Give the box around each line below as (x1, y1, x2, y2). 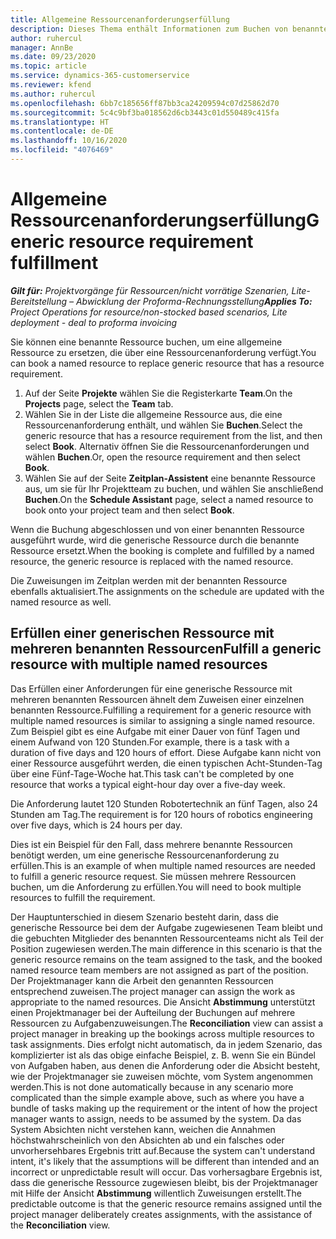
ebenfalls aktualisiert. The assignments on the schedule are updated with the (10, 585, 325, 597)
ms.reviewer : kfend (10, 80, 92, 90)
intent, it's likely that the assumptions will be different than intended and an (10, 1155, 320, 1167)
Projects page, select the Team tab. (24, 397, 174, 410)
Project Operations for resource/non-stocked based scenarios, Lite (10, 306, 288, 318)
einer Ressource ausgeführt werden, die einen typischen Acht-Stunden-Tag (10, 757, 323, 769)
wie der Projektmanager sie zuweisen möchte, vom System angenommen (10, 1070, 313, 1082)
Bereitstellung (10, 295, 68, 307)
